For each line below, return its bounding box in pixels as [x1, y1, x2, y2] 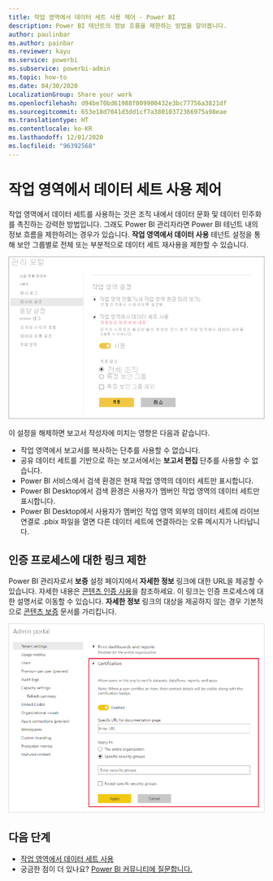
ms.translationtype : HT [8, 116, 89, 125]
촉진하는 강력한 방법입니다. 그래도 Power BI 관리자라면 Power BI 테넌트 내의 [16, 219, 258, 229]
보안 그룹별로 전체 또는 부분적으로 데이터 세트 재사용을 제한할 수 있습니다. [16, 239, 249, 249]
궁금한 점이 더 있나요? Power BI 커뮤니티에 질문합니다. [19, 864, 193, 874]
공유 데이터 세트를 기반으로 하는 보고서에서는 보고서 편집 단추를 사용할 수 [19, 456, 250, 466]
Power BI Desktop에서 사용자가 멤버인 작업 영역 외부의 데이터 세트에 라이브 [19, 506, 260, 516]
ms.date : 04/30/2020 [8, 81, 79, 90]
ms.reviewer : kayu [8, 47, 71, 56]
